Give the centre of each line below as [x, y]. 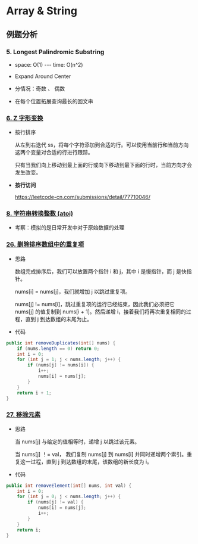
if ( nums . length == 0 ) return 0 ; [58, 349]
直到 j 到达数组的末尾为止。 [59, 319]
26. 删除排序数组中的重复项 [45, 244]
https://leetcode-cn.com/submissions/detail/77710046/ [82, 197]
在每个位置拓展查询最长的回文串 [54, 101]
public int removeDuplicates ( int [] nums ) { [61, 343]
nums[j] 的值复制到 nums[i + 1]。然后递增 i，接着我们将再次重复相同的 [100, 312]
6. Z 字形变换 [25, 118]
